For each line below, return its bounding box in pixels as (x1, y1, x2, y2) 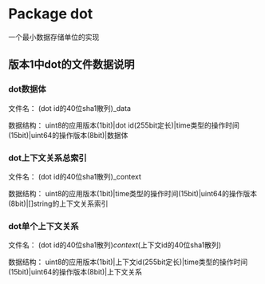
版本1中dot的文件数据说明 (8, 57, 135, 72)
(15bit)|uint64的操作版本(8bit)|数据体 (8, 130, 129, 140)
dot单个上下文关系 (8, 220, 79, 231)
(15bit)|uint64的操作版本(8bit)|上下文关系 (8, 267, 142, 277)
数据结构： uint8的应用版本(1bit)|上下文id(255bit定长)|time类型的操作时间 (8, 257, 248, 267)
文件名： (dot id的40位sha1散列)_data (8, 103, 132, 112)
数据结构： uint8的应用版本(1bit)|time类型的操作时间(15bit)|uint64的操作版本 (8, 188, 258, 198)
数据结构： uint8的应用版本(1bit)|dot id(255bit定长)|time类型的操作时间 (8, 120, 239, 130)
